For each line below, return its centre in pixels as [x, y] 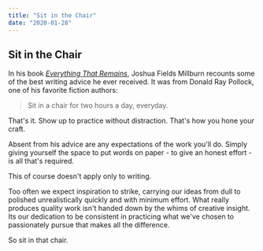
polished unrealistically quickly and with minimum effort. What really [119, 200]
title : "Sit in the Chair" [52, 15]
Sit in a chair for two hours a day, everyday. [98, 105]
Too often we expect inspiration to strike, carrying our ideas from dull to [124, 192]
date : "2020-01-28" [40, 23]
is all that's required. [41, 161]
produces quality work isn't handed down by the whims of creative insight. [129, 209]
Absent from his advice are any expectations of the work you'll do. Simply [128, 144]
